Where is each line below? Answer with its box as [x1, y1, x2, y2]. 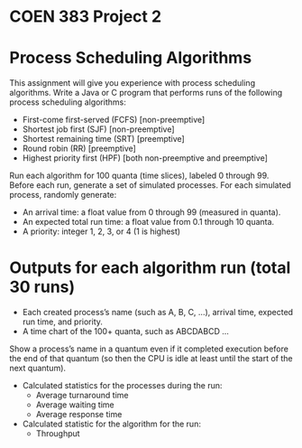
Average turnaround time [35, 390, 129, 401]
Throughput [35, 428, 80, 439]
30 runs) [9, 277, 76, 297]
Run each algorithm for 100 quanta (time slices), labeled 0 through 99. [9, 170, 270, 182]
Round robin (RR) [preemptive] [22, 143, 137, 154]
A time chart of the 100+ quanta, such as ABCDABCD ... [22, 326, 230, 337]
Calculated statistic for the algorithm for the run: [22, 418, 201, 430]
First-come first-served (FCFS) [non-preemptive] [22, 115, 206, 126]
